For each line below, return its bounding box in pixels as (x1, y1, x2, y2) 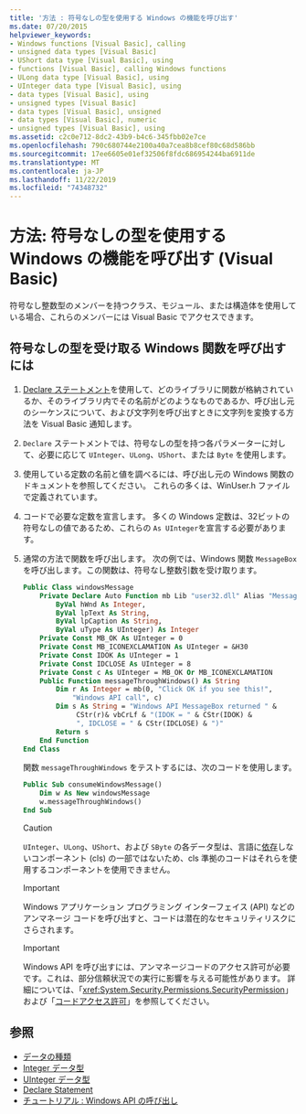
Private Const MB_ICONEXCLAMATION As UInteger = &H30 (39, 642, 248, 651)
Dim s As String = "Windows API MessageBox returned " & (56, 702, 277, 712)
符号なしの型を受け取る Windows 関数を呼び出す (9, 340, 286, 357)
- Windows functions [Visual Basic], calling (9, 38, 185, 48)
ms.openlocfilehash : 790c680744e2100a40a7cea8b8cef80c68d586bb (9, 141, 256, 150)
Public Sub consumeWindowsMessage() (22, 780, 163, 789)
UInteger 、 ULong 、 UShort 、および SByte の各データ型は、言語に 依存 (22, 841, 279, 852)
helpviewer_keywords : (9, 30, 92, 39)
